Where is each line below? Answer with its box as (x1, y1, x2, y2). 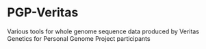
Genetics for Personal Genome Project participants (7, 34, 151, 42)
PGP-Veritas (7, 5, 79, 20)
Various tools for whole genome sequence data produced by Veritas (7, 27, 200, 35)
